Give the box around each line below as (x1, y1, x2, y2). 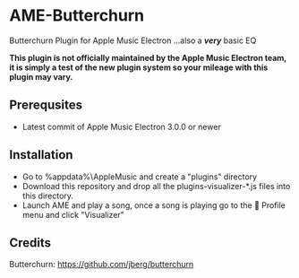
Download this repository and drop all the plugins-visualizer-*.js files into (21, 180, 291, 191)
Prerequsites (9, 98, 83, 113)
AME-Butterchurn (9, 5, 145, 26)
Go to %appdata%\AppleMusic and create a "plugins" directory (21, 171, 258, 182)
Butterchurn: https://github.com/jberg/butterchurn (9, 259, 194, 270)
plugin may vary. (9, 71, 73, 82)
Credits (9, 235, 52, 250)
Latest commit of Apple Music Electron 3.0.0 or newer (21, 121, 221, 132)
